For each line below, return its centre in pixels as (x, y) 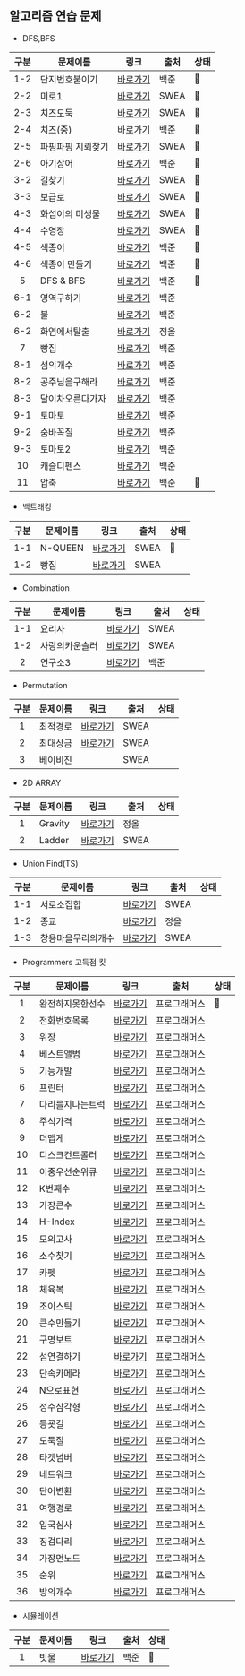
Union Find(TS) (50, 863)
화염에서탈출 (65, 332)
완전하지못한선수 (72, 1004)
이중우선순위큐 (68, 1171)
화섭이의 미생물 (70, 213)
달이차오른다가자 (73, 399)
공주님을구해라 (69, 382)
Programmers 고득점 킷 (64, 962)
